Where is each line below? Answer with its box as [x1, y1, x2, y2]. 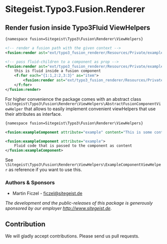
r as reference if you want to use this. [5, 167, 83, 173]
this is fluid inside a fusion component [14, 68, 101, 73]
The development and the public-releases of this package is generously [5, 200, 153, 206]
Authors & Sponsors [5, 179, 55, 186]
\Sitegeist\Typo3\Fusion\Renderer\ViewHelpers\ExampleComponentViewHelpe [5, 162, 162, 168]
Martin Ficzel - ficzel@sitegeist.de [12, 191, 83, 197]
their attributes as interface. [5, 111, 62, 117]
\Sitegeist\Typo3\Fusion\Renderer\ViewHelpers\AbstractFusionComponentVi [5, 101, 162, 106]
